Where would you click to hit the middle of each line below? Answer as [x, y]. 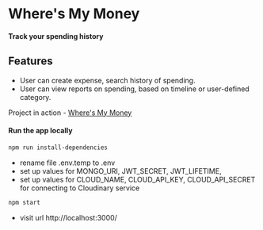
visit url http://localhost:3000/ [68, 217]
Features [30, 61]
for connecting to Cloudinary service [80, 188]
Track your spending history [56, 36]
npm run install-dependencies [58, 148]
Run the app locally [40, 131]
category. [35, 97]
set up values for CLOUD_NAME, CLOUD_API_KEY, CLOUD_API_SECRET [137, 179]
